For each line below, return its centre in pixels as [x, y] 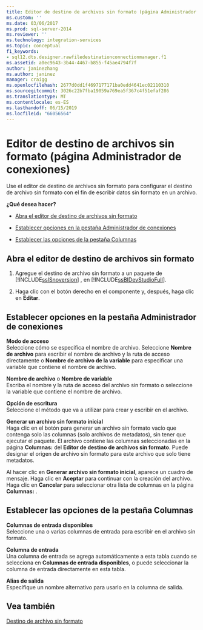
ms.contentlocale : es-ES [38, 102]
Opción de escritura [32, 403]
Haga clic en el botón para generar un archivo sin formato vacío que [92, 428]
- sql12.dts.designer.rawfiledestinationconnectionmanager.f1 [86, 57]
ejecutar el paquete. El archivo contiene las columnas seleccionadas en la [98, 441]
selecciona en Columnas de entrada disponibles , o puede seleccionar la [98, 563]
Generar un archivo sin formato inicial [55, 421]
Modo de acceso [28, 341]
